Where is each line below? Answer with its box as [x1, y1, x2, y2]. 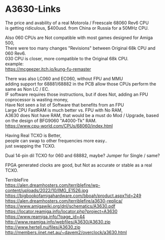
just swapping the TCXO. [5, 143, 56, 149]
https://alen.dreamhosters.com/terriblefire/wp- [5, 182, 100, 188]
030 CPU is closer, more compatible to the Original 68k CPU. [5, 55, 129, 61]
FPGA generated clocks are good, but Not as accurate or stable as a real [5, 162, 153, 168]
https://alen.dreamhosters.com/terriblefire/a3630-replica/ [5, 198, 123, 203]
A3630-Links [5, 3, 61, 15]
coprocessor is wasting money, [5, 96, 69, 102]
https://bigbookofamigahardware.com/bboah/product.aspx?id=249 [5, 193, 142, 199]
